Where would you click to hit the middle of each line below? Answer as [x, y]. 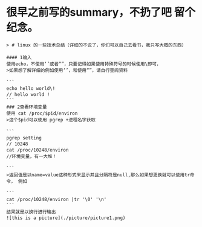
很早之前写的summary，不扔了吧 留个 [101, 12]
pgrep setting [24, 138]
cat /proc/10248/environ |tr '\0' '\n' [57, 199]
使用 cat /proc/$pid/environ [42, 113]
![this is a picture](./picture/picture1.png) [66, 218]
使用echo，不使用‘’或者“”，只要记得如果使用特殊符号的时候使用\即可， [84, 64]
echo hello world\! [31, 88]
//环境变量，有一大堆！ [32, 156]
